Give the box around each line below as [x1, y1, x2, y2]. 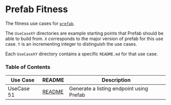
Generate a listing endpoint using [69, 85, 149, 92]
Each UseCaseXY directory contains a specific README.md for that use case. [5, 51, 158, 57]
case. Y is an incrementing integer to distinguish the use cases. [5, 41, 137, 47]
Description [101, 77, 131, 84]
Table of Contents [5, 63, 51, 71]
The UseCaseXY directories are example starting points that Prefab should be [5, 30, 164, 36]
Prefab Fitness [5, 4, 68, 15]
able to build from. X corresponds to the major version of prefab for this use [5, 36, 164, 42]
